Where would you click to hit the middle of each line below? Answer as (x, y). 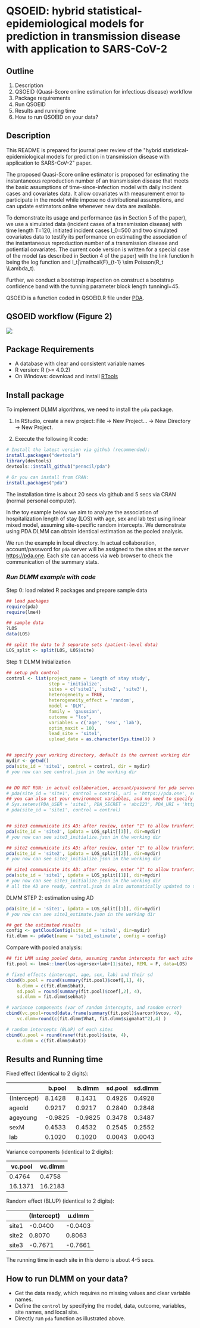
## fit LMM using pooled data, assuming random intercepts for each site (100, 959)
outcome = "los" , (70, 717)
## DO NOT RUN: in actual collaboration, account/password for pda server (101, 788)
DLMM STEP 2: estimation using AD (50, 898)
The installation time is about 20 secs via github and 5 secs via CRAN (91, 494)
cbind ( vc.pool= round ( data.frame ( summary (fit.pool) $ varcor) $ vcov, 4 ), (94, 1013)
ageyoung (23, 1118)
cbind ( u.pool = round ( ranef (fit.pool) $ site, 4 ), (68, 1035)
